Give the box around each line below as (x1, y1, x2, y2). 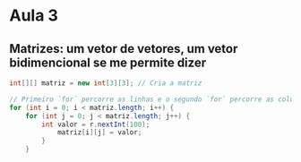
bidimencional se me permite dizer (9, 55, 207, 70)
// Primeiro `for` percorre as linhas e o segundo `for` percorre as (9, 95, 275, 104)
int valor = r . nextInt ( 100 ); (41, 120, 150, 129)
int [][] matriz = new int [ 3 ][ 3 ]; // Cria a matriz (9, 79, 202, 88)
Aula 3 (9, 5, 58, 26)
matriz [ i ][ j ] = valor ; (56, 128, 142, 137)
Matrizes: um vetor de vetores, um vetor (9, 41, 238, 56)
